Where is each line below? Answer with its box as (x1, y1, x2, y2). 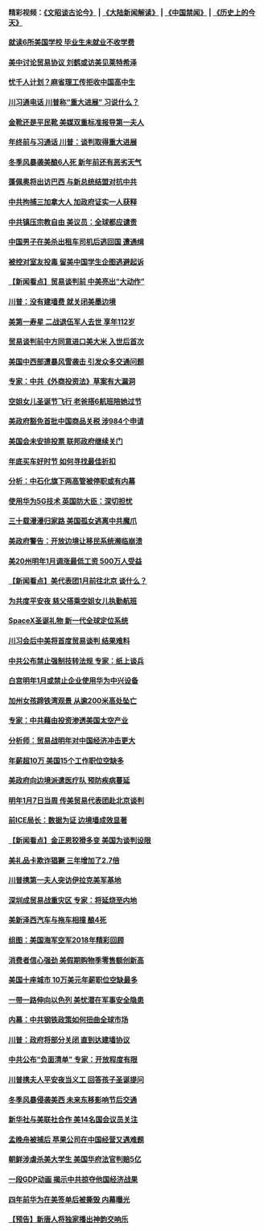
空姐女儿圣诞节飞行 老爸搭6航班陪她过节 (8, 396, 142, 406)
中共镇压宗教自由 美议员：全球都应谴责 (8, 217, 138, 227)
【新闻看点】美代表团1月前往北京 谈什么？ (8, 576, 147, 586)
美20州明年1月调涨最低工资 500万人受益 (8, 556, 142, 566)
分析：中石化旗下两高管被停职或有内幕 (8, 476, 135, 486)
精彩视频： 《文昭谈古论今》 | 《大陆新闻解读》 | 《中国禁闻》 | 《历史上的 (8, 7, 249, 17)
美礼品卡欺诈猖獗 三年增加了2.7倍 (8, 855, 120, 865)
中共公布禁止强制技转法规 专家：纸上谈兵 (8, 655, 145, 665)
